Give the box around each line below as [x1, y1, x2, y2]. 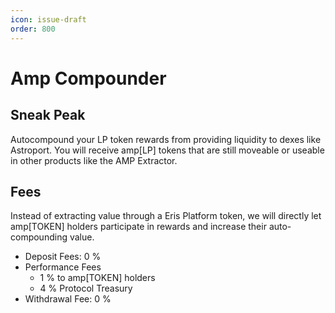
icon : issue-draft [10, 14, 87, 25]
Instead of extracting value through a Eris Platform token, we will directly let [10, 210, 322, 222]
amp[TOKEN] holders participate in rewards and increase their [10, 221, 267, 233]
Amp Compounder [10, 67, 167, 90]
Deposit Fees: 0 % [24, 251, 102, 263]
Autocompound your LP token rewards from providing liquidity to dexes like [10, 133, 322, 145]
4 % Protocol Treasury [39, 282, 133, 295]
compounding [10, 231, 68, 243]
